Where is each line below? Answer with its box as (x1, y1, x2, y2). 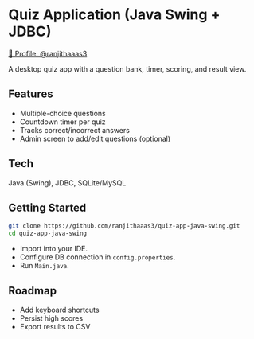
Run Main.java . (19, 261, 69, 271)
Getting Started (8, 201, 87, 214)
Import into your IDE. (19, 244, 88, 254)
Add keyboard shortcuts (19, 305, 100, 314)
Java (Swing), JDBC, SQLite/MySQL (8, 177, 127, 188)
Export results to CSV (19, 321, 91, 331)
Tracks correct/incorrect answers (19, 125, 130, 134)
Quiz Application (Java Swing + (8, 6, 221, 24)
